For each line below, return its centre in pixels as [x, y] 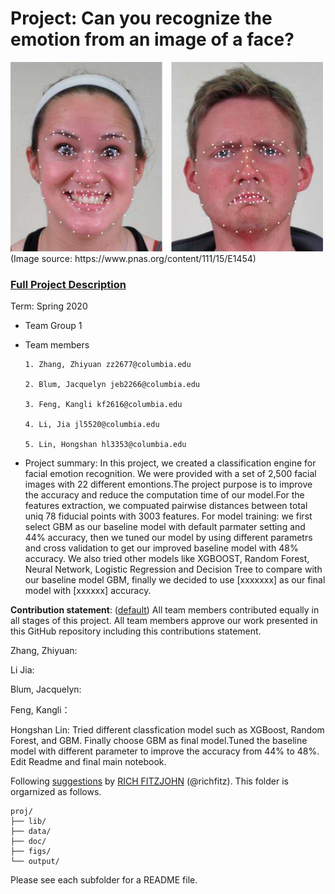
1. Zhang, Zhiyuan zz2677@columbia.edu [108, 364]
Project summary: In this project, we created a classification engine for [170, 463]
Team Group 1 [53, 325]
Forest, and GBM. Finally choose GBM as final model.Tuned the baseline [159, 740]
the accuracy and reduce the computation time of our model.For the [164, 494]
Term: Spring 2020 [49, 306]
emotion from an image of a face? [152, 39]
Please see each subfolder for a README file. [104, 879]
